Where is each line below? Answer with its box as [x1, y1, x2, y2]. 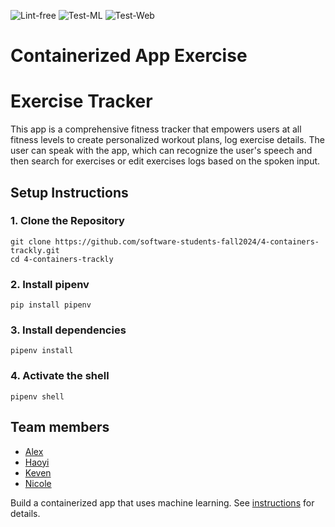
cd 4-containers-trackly [10, 254, 114, 264]
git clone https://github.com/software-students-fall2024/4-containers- [10, 236, 320, 247]
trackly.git [10, 245, 60, 255]
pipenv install [10, 346, 74, 356]
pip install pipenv [10, 300, 92, 310]
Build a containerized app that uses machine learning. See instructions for [10, 496, 315, 509]
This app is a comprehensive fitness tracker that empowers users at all [10, 123, 302, 135]
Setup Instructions [10, 184, 129, 201]
